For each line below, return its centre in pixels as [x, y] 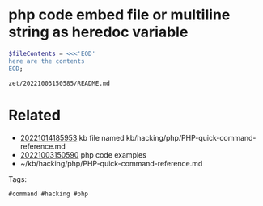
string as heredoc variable [98, 32]
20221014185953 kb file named [72, 137]
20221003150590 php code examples [83, 154]
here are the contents [47, 61]
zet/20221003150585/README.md [59, 83]
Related [34, 115]
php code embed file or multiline [119, 15]
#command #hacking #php [49, 194]
